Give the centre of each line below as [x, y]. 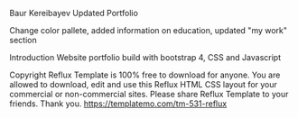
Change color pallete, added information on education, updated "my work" [148, 30]
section [23, 40]
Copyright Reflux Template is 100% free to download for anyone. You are [145, 75]
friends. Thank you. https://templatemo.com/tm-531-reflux [118, 104]
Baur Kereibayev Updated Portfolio [74, 13]
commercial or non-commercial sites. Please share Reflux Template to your [149, 94]
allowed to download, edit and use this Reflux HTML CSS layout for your [144, 84]
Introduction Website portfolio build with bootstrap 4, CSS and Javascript [145, 57]
